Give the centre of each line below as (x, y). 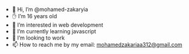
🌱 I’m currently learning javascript (54, 31)
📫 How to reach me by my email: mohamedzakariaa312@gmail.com (97, 45)
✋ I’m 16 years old (35, 16)
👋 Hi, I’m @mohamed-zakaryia (50, 9)
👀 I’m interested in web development (58, 25)
